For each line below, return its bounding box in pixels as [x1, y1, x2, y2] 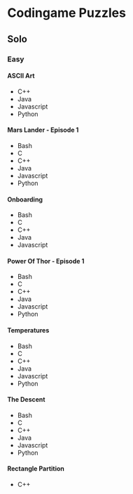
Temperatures [7, 326, 50, 334]
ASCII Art [7, 72, 35, 80]
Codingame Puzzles [7, 5, 126, 21]
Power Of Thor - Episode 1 [7, 257, 85, 265]
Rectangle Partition [7, 464, 65, 473]
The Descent [7, 395, 45, 404]
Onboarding [7, 195, 43, 204]
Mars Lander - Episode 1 [7, 125, 79, 135]
